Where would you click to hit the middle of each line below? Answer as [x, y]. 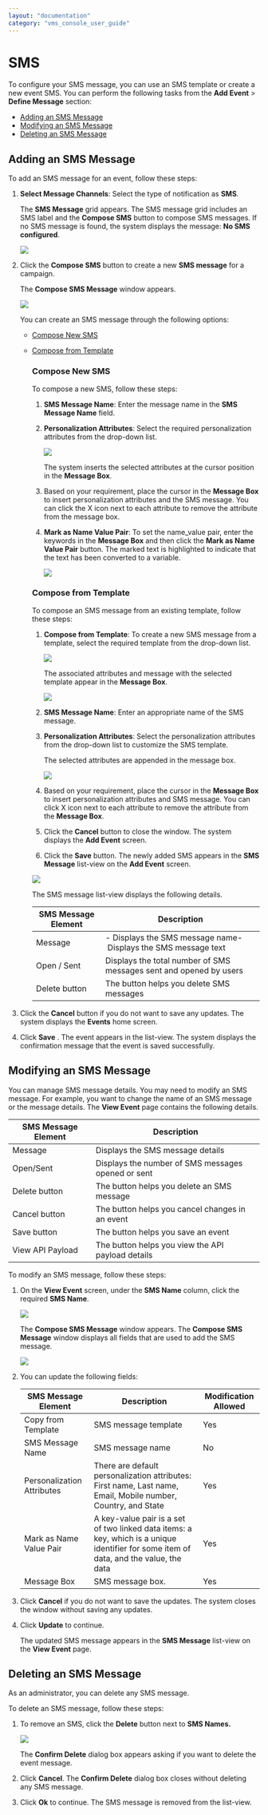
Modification [229, 1396]
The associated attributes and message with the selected [138, 673]
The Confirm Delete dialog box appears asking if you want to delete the [138, 1754]
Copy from [44, 1420]
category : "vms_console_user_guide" [69, 23]
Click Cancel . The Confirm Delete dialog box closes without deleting [133, 1778]
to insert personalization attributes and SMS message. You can [147, 799]
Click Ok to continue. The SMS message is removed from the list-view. [136, 1802]
